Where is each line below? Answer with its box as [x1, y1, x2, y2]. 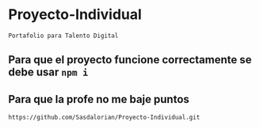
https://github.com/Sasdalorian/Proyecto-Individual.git [8, 113, 201, 122]
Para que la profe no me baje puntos [8, 93, 190, 106]
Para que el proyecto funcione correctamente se [8, 53, 252, 66]
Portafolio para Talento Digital [8, 32, 119, 40]
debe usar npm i [8, 66, 89, 79]
